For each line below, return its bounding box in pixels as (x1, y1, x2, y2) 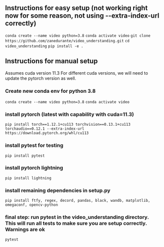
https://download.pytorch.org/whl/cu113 (5, 131, 89, 136)
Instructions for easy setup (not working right (5, 4, 148, 12)
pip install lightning (5, 175, 52, 181)
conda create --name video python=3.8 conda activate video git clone (5, 33, 151, 38)
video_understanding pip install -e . (5, 44, 83, 49)
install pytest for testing (5, 142, 64, 149)
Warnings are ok (5, 226, 45, 233)
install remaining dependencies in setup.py (5, 187, 110, 193)
